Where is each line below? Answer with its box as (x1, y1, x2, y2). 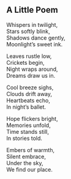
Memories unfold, (6, 122, 51, 129)
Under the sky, (6, 159, 43, 167)
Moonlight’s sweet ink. (6, 40, 63, 48)
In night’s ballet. (6, 103, 47, 111)
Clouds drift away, (6, 90, 53, 97)
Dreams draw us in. (6, 71, 56, 79)
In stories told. (6, 134, 43, 142)
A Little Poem (6, 5, 58, 15)
